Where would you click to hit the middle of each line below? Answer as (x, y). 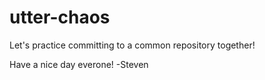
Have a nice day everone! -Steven (79, 64)
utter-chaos (60, 17)
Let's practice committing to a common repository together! (132, 45)
